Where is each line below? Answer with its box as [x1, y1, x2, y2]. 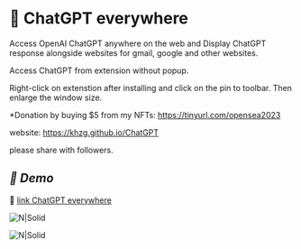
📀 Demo [9, 171, 54, 186]
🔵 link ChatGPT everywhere [9, 194, 113, 206]
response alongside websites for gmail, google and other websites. [9, 47, 259, 58]
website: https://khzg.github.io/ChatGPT [9, 126, 160, 138]
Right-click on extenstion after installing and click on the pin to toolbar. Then [9, 82, 293, 93]
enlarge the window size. [9, 92, 103, 103]
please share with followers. [9, 144, 114, 155]
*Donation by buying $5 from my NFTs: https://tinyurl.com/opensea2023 [9, 109, 281, 120]
